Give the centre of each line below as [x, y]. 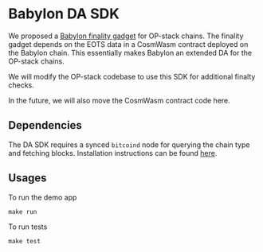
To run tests [28, 227]
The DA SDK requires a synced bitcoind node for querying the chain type [129, 145]
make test [25, 241]
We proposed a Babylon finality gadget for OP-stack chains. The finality [126, 36]
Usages [27, 178]
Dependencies [45, 125]
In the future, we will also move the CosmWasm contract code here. [120, 100]
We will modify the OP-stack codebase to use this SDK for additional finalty [132, 76]
